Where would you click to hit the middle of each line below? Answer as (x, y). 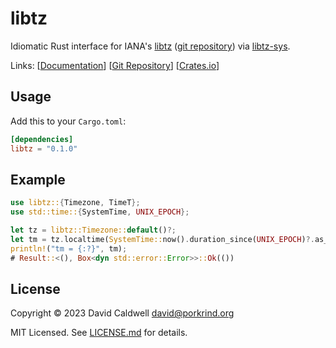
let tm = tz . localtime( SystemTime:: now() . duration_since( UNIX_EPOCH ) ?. (162, 239)
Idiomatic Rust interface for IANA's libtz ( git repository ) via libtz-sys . (150, 46)
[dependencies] (42, 139)
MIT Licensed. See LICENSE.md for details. (99, 333)
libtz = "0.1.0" (44, 148)
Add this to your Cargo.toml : (68, 121)
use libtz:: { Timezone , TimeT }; (75, 203)
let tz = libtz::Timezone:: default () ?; (93, 230)
